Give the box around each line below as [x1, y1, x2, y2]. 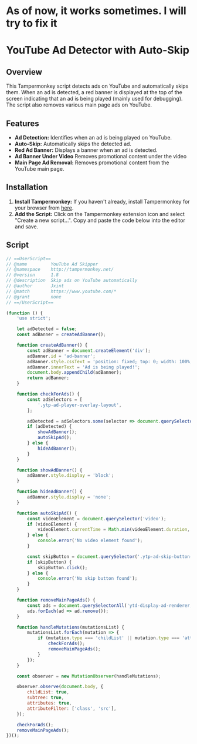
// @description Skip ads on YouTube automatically [6, 278, 138, 284]
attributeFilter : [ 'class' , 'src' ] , [27, 705, 117, 712]
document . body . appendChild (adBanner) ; [27, 370, 122, 376]
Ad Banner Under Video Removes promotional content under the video [14, 153, 187, 160]
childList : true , [27, 689, 69, 695]
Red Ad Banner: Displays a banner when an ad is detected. [14, 147, 158, 154]
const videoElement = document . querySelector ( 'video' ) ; [27, 516, 167, 522]
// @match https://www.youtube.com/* [6, 288, 117, 294]
